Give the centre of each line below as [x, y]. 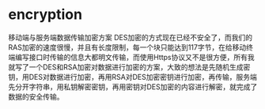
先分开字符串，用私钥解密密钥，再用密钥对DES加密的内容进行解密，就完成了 [133, 86]
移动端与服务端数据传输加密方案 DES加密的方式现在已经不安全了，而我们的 [131, 37]
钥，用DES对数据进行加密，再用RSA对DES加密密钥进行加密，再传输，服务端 [132, 77]
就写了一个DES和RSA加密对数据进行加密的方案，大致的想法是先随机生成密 [129, 67]
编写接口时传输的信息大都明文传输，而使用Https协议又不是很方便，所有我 [134, 57]
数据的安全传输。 [36, 96]
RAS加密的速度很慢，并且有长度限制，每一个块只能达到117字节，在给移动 [127, 47]
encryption [45, 15]
